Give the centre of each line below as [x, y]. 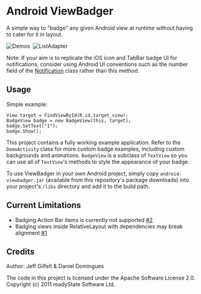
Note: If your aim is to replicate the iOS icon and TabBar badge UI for [92, 57]
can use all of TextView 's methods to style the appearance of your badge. [98, 162]
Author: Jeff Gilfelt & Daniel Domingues [55, 266]
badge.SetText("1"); [32, 126]
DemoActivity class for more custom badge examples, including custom [95, 149]
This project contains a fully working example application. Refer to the [94, 142]
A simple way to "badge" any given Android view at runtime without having [100, 28]
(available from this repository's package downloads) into [117, 180]
